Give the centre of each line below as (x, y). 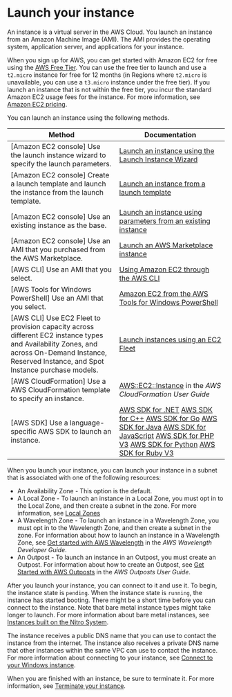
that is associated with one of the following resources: (84, 477)
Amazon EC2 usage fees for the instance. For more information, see (104, 97)
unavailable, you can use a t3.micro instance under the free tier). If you (109, 82)
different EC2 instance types (57, 335)
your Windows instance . (41, 665)
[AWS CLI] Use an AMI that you (61, 270)
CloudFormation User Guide (165, 394)
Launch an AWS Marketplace (166, 245)
